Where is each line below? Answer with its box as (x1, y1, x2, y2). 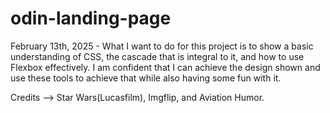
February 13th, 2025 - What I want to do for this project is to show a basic (10, 40, 314, 52)
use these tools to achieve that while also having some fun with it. (10, 72, 282, 84)
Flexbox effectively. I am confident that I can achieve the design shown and (10, 61, 321, 73)
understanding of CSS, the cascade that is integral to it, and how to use (10, 50, 305, 62)
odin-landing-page (10, 7, 172, 30)
